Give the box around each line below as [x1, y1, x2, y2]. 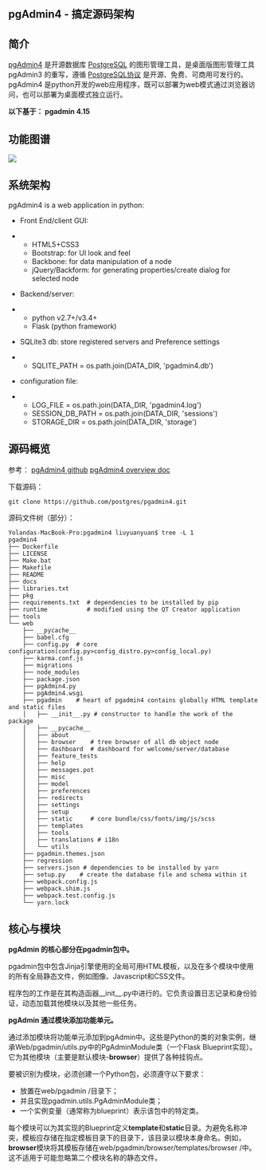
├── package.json [22, 675, 80, 683]
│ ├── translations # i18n [22, 836, 119, 844]
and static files [8, 703, 66, 711]
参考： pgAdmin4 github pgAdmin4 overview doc [8, 465, 171, 475]
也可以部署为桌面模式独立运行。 [22, 90, 127, 100]
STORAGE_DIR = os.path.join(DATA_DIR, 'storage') [31, 417, 198, 427]
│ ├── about [22, 731, 69, 739]
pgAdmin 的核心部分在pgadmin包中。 [8, 944, 134, 955]
